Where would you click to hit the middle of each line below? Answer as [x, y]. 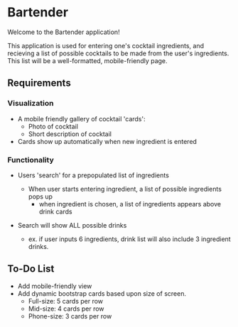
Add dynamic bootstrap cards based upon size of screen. [102, 293]
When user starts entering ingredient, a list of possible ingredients [125, 189]
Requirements [39, 83]
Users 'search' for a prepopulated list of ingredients [93, 175]
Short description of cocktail [70, 134]
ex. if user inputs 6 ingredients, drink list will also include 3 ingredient [129, 239]
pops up [40, 196]
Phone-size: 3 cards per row [70, 316]
